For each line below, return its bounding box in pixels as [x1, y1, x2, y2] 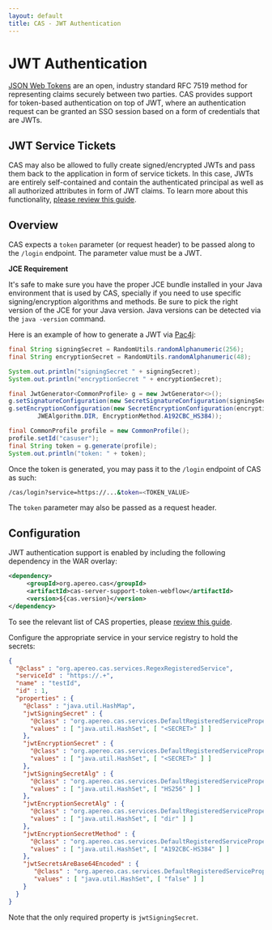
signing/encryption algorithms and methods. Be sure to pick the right [8, 297, 239, 307]
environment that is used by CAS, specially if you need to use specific [8, 288, 241, 298]
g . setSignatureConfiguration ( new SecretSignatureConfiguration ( [8, 397, 230, 406]
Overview [8, 218, 59, 231]
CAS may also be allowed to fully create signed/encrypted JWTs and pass [8, 160, 256, 170]
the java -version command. [8, 314, 106, 324]
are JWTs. [8, 115, 43, 125]
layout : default [8, 11, 63, 20]
